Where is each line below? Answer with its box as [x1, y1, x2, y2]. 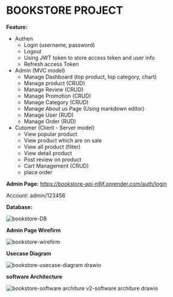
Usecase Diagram [6, 250, 51, 257]
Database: [6, 203, 33, 210]
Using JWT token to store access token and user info [23, 54, 155, 61]
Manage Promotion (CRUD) [23, 92, 92, 99]
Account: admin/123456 [6, 192, 66, 199]
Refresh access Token [23, 60, 79, 68]
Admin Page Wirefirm [6, 226, 61, 234]
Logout [23, 47, 42, 54]
